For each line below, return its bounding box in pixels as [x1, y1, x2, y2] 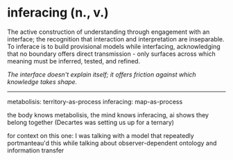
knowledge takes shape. [7, 77, 78, 86]
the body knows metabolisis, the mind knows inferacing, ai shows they [7, 110, 209, 119]
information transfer [7, 146, 64, 154]
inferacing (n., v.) [7, 5, 109, 21]
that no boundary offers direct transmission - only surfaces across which [7, 50, 216, 58]
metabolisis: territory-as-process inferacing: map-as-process [7, 97, 183, 106]
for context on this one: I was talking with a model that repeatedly [7, 131, 194, 139]
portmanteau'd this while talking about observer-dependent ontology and [7, 139, 217, 147]
